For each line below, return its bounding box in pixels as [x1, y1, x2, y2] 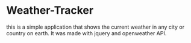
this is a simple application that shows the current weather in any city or [6, 23, 185, 30]
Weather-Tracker [6, 4, 94, 17]
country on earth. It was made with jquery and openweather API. [6, 29, 167, 36]
